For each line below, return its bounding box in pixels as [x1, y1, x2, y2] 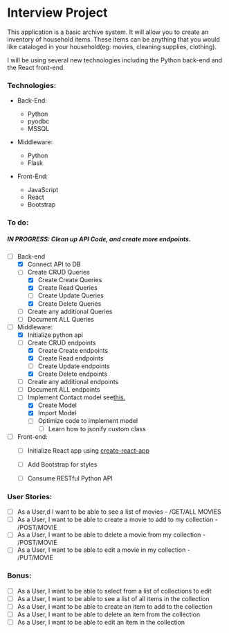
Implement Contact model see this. [27, 393, 126, 401]
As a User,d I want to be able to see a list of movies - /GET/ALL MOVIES [17, 508, 221, 516]
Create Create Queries [37, 276, 102, 284]
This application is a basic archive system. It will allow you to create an [7, 28, 209, 36]
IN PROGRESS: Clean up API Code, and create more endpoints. [7, 234, 192, 243]
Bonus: [7, 571, 32, 580]
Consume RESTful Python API [27, 474, 113, 483]
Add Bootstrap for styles [27, 460, 98, 469]
